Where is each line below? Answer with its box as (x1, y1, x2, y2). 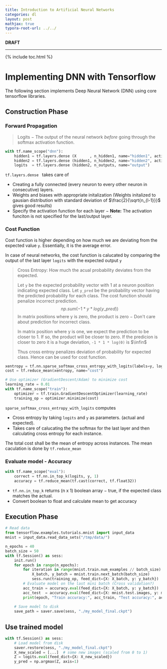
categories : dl (5, 12, 37, 17)
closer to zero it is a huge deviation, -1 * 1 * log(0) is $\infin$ (17, 339, 147, 345)
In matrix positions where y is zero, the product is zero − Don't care (17, 313, 156, 319)
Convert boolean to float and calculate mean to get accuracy (12, 498, 137, 504)
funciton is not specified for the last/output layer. (12, 213, 113, 220)
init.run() (14, 558, 37, 563)
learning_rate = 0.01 (5, 382, 50, 387)
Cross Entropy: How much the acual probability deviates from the (17, 267, 152, 273)
